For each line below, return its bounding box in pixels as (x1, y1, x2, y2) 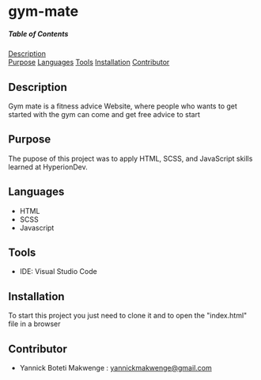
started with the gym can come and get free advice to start (8, 109, 200, 119)
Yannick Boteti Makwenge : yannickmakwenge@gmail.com (19, 363, 212, 373)
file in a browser (8, 319, 61, 329)
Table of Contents (8, 28, 69, 38)
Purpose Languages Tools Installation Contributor (8, 58, 170, 67)
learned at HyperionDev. (8, 161, 89, 172)
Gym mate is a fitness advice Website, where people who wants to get (8, 101, 237, 111)
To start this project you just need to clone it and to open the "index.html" (8, 311, 248, 321)
